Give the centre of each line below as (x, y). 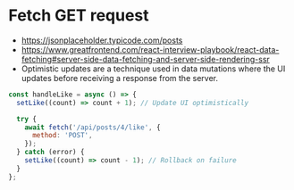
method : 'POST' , (62, 136)
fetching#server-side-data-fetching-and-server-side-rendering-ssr (145, 59)
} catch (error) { (51, 153)
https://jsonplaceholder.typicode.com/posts (102, 40)
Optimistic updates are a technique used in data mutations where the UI (153, 69)
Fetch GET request (79, 16)
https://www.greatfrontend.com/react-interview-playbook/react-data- (150, 49)
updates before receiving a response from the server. (119, 78)
